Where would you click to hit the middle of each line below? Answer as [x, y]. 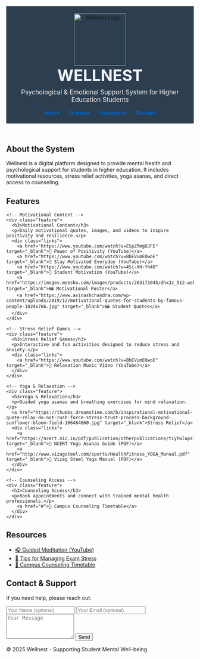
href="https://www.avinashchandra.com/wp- [78, 296]
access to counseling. [33, 182]
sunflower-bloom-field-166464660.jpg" [54, 423]
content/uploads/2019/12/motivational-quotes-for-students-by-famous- [96, 301]
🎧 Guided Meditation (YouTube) [54, 550]
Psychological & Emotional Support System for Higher [100, 92]
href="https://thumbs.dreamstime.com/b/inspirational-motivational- [106, 413]
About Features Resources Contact [100, 113]
